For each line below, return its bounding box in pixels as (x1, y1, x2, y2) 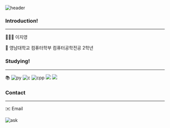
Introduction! (5, 17, 38, 24)
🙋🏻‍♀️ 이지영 (5, 34, 28, 40)
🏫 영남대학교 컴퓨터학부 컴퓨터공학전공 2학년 (5, 45, 94, 51)
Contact (5, 89, 26, 96)
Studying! (5, 58, 30, 65)
